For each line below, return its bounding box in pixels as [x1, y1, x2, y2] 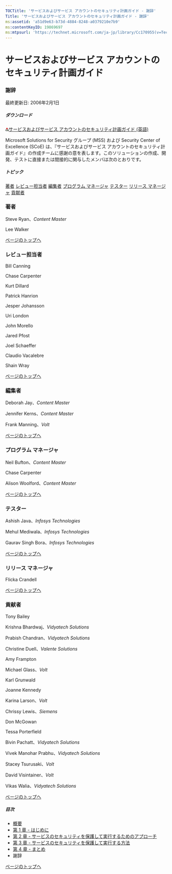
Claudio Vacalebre [5, 352, 45, 359]
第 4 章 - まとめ [12, 846, 46, 852]
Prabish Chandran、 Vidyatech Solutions [5, 635, 90, 641]
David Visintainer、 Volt [5, 772, 54, 778]
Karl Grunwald [5, 677, 36, 683]
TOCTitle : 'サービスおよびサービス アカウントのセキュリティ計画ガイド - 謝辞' [5, 8, 156, 13]
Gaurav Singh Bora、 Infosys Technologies [5, 540, 95, 546]
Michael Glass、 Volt [5, 667, 48, 673]
